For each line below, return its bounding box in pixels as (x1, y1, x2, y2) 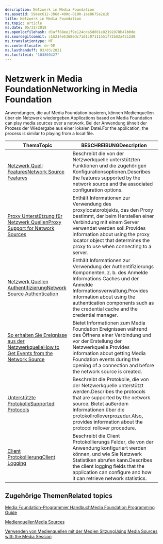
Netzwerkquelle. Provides (72, 344, 130, 351)
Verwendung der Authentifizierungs (72, 263, 154, 270)
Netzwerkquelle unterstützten (72, 156, 141, 163)
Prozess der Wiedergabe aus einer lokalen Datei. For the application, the (5, 125, 149, 131)
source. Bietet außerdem (72, 400, 129, 407)
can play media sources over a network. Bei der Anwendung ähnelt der (5, 120, 147, 126)
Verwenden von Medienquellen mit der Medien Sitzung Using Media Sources (5, 528, 158, 534)
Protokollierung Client (7, 454, 56, 460)
